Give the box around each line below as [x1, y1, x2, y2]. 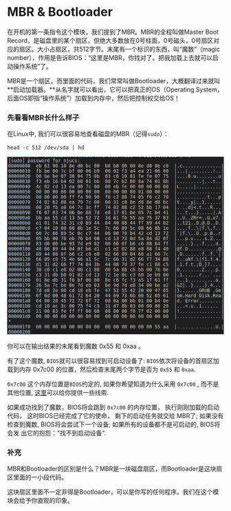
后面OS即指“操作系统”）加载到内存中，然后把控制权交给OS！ [7, 94, 180, 102]
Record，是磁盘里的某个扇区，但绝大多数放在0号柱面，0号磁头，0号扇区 [7, 36, 214, 45]
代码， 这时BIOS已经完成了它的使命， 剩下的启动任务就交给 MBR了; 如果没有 [7, 411, 224, 420]
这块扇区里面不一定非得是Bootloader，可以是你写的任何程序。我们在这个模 [7, 488, 219, 496]
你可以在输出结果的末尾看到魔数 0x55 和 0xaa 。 [7, 342, 145, 350]
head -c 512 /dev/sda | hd [7, 144, 85, 151]
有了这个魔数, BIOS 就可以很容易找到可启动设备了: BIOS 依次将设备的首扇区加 [7, 356, 220, 365]
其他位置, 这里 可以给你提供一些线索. [7, 388, 109, 396]
